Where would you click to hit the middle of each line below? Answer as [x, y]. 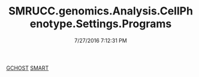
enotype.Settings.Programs [101, 24]
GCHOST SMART [28, 68]
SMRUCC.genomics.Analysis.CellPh [101, 11]
